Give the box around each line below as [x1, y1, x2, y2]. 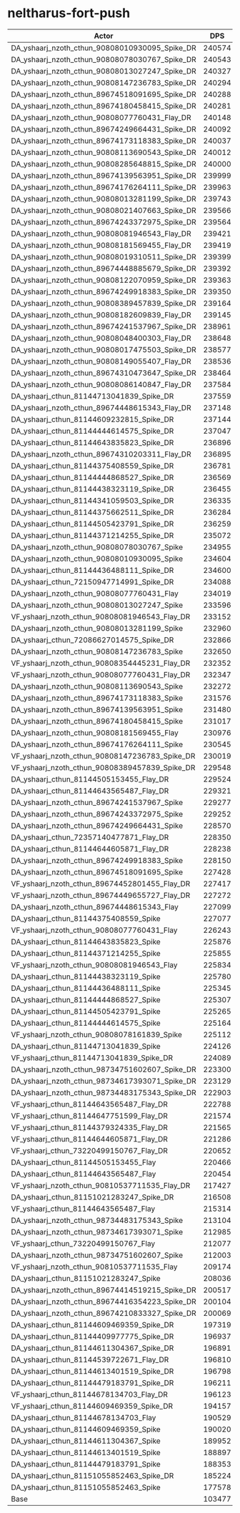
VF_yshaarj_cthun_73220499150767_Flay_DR [11, 1145, 168, 1155]
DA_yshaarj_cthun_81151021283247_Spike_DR [11, 1192, 174, 1202]
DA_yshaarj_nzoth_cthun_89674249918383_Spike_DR [11, 286, 196, 296]
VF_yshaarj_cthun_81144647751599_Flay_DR [11, 1111, 168, 1121]
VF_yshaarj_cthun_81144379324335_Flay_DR [11, 1122, 168, 1132]
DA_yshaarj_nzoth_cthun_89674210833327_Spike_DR [11, 1308, 196, 1318]
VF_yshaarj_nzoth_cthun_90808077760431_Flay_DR [11, 669, 191, 679]
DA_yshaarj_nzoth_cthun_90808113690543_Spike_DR [11, 147, 196, 157]
